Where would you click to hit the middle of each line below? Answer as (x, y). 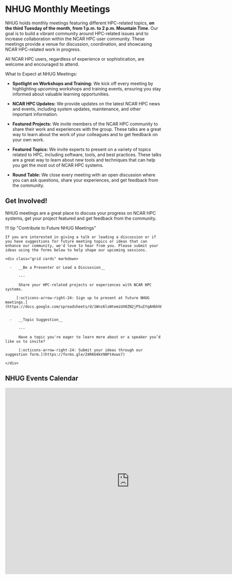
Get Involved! (26, 201)
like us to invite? (25, 341)
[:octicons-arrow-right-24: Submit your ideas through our (80, 350)
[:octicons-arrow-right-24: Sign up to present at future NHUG (83, 298)
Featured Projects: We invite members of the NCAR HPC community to (85, 124)
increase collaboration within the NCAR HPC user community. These (75, 39)
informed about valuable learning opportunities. (61, 94)
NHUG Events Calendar (42, 378)
